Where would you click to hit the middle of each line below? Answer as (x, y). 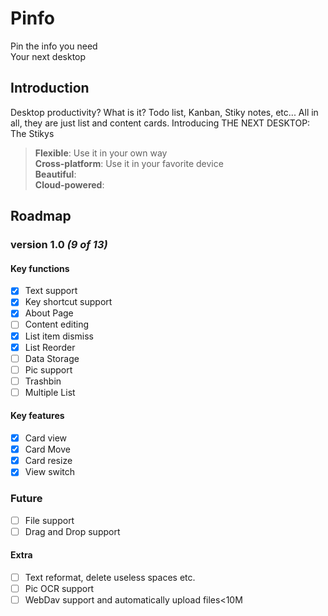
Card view (46, 438)
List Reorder (50, 347)
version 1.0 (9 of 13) (59, 245)
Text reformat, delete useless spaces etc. (110, 577)
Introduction (50, 88)
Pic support (48, 369)
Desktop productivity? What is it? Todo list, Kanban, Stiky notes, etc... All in (164, 112)
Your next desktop (48, 56)
